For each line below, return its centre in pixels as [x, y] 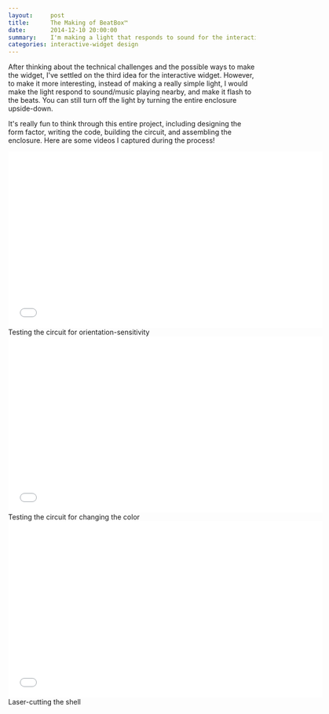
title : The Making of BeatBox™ [68, 23]
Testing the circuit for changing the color [74, 517]
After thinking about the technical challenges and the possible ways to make [132, 67]
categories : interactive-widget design [73, 45]
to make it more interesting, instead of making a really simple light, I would [128, 84]
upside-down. [31, 109]
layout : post [37, 15]
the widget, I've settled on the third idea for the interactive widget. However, [131, 75]
